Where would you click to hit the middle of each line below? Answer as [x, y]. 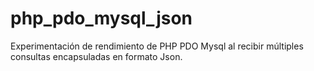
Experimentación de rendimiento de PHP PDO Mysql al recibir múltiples [157, 46]
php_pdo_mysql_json [101, 18]
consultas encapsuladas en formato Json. [96, 56]
